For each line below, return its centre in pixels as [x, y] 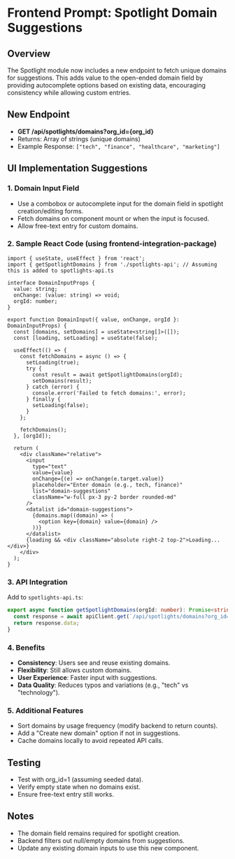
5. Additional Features [45, 710]
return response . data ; [47, 623]
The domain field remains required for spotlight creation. [99, 833]
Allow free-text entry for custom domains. [78, 226]
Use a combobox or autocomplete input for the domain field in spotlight [120, 204]
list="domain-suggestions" [72, 491]
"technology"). [38, 692]
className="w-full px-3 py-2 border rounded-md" [105, 497]
